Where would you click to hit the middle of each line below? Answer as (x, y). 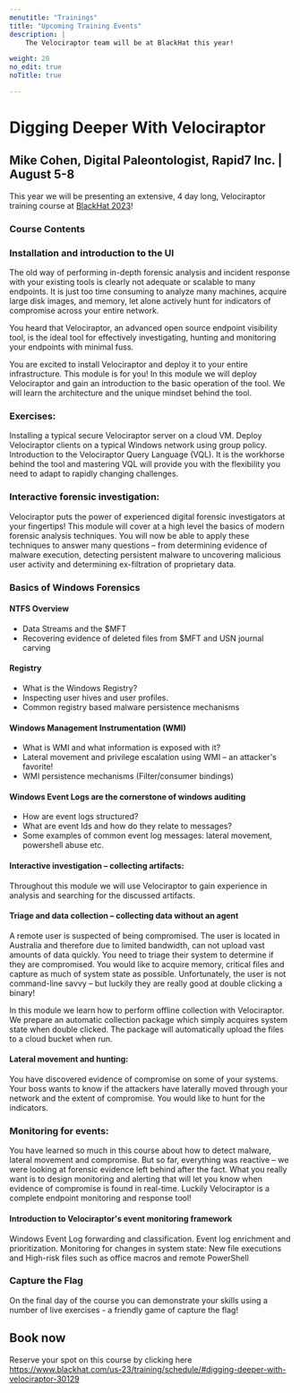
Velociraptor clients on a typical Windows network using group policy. (138, 446)
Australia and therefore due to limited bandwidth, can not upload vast (137, 945)
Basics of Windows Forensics (75, 587)
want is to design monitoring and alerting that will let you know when (136, 1179)
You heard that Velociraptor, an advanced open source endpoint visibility (143, 328)
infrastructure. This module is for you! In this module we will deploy (133, 374)
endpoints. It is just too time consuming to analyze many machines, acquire (148, 291)
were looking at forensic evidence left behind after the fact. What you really (148, 1170)
